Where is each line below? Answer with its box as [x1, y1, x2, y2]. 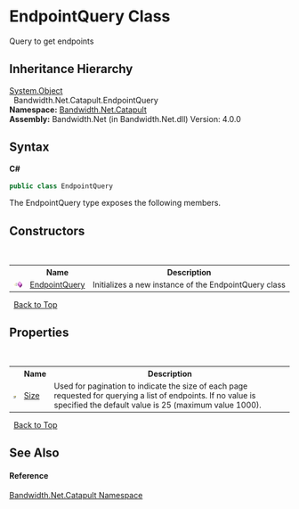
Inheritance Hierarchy [9, 62, 133, 77]
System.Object [9, 85, 63, 95]
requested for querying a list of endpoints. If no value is [53, 390, 256, 401]
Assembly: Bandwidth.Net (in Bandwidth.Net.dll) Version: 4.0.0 [9, 113, 242, 124]
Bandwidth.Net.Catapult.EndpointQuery [12, 94, 158, 105]
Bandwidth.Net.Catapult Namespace [9, 490, 143, 501]
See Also [9, 445, 60, 460]
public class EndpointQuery [9, 181, 114, 191]
